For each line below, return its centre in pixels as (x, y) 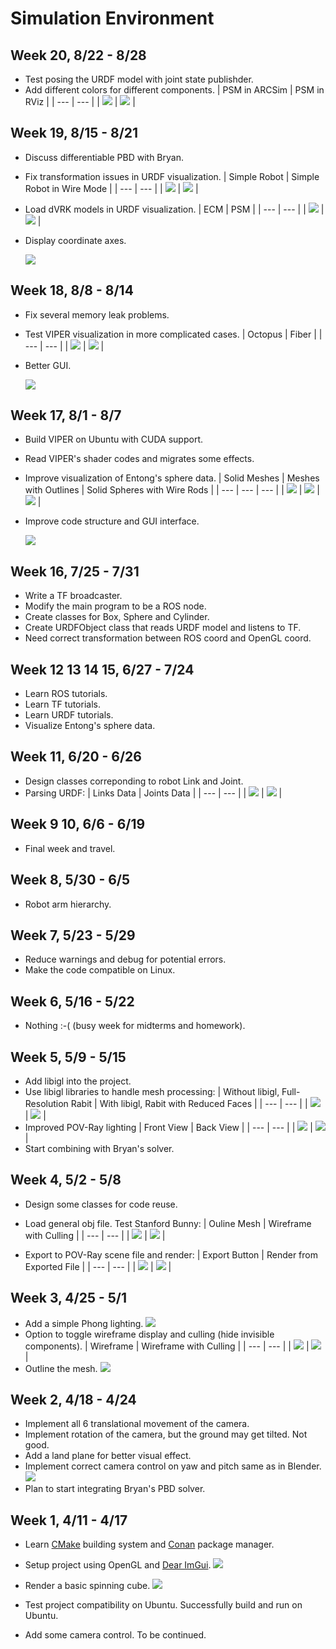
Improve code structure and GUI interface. (112, 521)
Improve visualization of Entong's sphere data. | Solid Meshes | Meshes (172, 478)
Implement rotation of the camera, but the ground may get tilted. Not (166, 1434)
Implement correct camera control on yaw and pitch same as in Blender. (173, 1466)
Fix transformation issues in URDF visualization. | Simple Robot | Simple (172, 176)
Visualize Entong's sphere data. (90, 726)
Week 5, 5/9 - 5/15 (68, 1057)
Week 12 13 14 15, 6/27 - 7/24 (102, 669)
